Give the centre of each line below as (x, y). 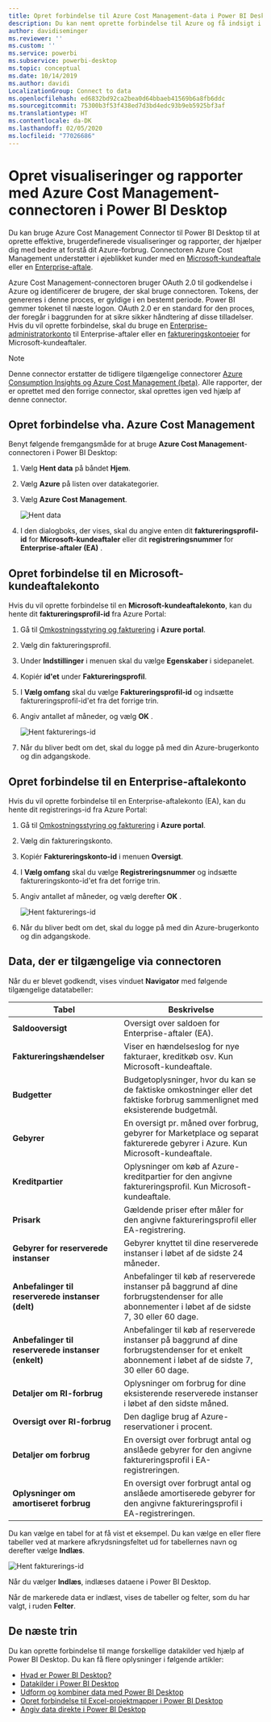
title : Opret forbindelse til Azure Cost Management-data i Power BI (128, 16)
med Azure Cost (64, 192)
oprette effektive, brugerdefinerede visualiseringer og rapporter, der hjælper (135, 241)
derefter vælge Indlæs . (47, 1550)
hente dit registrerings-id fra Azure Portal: (78, 809)
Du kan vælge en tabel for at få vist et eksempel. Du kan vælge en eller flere (135, 1533)
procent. (196, 1427)
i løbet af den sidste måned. (176, 1403)
